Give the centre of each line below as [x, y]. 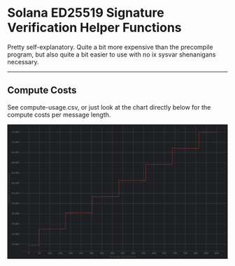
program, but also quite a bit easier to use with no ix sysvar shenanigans [112, 54]
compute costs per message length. [59, 114]
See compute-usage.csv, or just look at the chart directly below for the [109, 107]
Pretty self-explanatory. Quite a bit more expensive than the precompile [110, 47]
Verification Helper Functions [94, 28]
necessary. [23, 61]
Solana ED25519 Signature [86, 13]
